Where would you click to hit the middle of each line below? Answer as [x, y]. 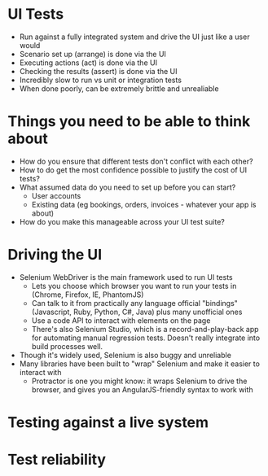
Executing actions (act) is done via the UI [88, 63]
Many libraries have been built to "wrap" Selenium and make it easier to [139, 364]
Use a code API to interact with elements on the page [121, 320]
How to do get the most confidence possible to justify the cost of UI [133, 170]
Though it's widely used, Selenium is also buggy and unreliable [125, 355]
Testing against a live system [108, 422]
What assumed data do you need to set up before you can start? [127, 187]
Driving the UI [55, 255]
